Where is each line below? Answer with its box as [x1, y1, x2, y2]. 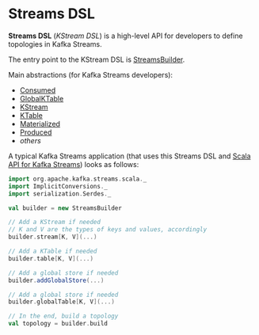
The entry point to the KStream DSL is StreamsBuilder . [8, 55, 185, 64]
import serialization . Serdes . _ [8, 189, 112, 198]
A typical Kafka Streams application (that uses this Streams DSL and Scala [8, 151, 251, 161]
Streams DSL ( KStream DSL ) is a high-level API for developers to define [8, 31, 243, 40]
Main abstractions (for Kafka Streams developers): [8, 70, 173, 79]
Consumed [19, 85, 56, 95]
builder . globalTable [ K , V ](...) [8, 298, 115, 306]
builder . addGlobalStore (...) [8, 276, 105, 284]
